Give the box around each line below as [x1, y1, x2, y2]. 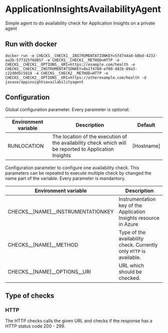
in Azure [118, 220, 138, 227]
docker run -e [5, 53, 35, 58]
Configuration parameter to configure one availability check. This [5, 164, 139, 171]
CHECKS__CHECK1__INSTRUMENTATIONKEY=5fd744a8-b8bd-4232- [36, 53, 157, 58]
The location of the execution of [52, 133, 127, 140]
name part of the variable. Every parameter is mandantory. [5, 175, 126, 181]
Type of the [118, 229, 146, 236]
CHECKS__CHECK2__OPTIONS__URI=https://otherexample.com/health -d [5, 75, 146, 80]
